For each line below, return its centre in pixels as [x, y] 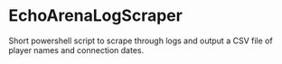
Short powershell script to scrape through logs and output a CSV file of [141, 41]
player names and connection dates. [76, 50]
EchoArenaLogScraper [95, 16]
